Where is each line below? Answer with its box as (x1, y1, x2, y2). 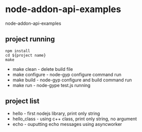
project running (5, 35, 55, 43)
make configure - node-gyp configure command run (12, 71, 122, 77)
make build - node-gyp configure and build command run (12, 77, 132, 83)
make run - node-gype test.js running (12, 82, 91, 88)
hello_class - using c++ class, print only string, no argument (12, 115, 137, 122)
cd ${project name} (5, 53, 46, 58)
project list (5, 97, 40, 106)
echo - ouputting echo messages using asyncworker (12, 121, 122, 127)
